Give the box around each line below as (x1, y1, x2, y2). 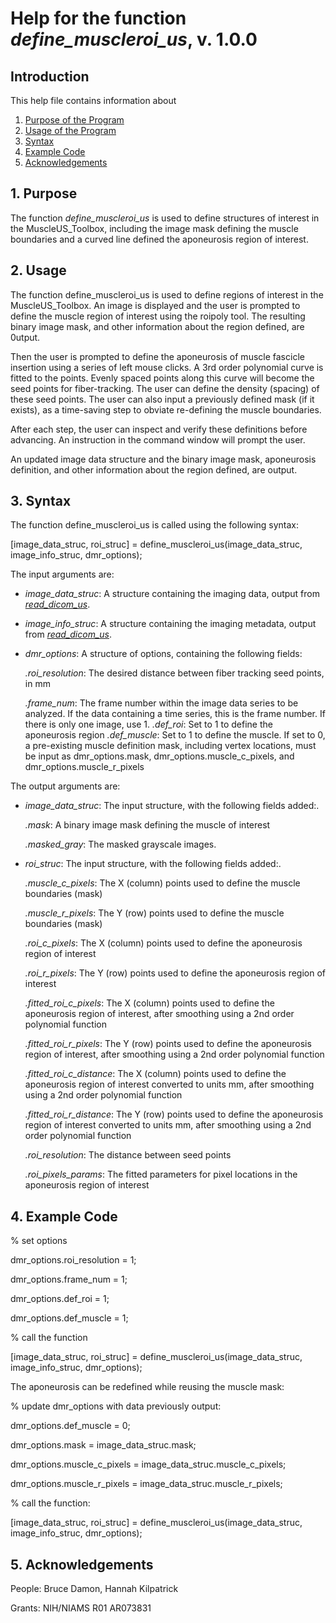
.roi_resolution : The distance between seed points (24, 1149, 232, 1161)
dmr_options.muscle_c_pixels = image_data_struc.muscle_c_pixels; (10, 1458, 287, 1471)
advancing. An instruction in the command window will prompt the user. (10, 433, 306, 446)
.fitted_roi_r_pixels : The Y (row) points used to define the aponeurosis (24, 1038, 312, 1050)
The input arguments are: (10, 568, 115, 581)
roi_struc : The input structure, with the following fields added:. (24, 858, 282, 870)
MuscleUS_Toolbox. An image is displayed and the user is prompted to (10, 299, 301, 311)
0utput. (10, 331, 41, 343)
